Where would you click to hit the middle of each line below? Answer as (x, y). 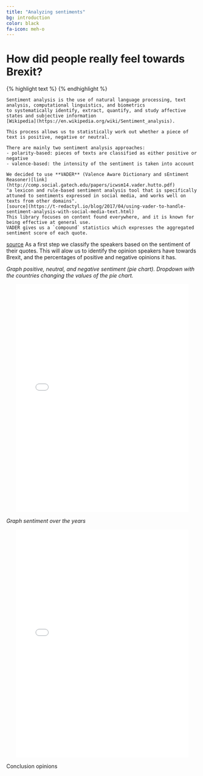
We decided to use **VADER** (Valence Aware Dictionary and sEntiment (98, 175)
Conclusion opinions (32, 766)
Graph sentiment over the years (46, 521)
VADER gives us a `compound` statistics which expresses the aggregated (100, 228)
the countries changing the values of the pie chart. (70, 276)
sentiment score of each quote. (47, 233)
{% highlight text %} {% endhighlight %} (57, 89)
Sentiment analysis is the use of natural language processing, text (96, 100)
